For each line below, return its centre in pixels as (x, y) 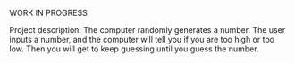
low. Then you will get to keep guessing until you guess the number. (134, 49)
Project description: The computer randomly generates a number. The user (147, 30)
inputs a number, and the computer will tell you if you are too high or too (142, 39)
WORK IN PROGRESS (48, 13)
